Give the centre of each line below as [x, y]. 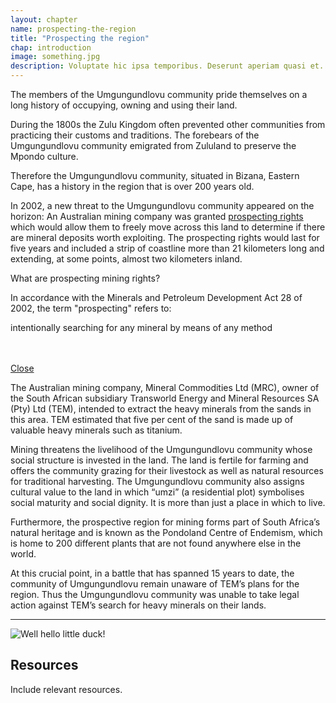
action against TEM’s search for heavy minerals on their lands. [138, 605]
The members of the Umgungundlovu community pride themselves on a [159, 94]
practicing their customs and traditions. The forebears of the [135, 135]
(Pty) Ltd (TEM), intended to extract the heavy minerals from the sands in [161, 409]
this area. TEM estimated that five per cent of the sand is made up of [152, 419]
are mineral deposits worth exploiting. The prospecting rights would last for [165, 237]
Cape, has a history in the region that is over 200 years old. [132, 186]
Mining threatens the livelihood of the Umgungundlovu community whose [161, 449]
